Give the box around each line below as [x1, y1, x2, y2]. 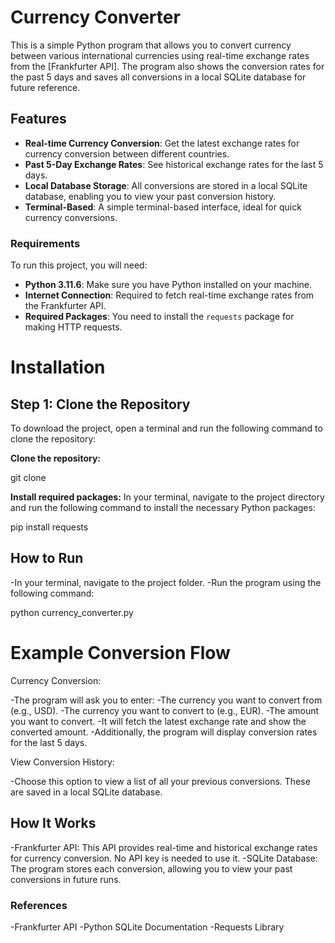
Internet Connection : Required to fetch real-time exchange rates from [24, 289, 315, 301]
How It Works [10, 815, 97, 832]
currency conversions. [24, 211, 118, 223]
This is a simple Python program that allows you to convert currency [10, 39, 292, 51]
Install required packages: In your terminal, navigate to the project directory [10, 491, 325, 503]
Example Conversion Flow [10, 642, 231, 665]
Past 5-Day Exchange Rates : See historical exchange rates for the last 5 [24, 158, 324, 170]
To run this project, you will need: [10, 259, 148, 271]
